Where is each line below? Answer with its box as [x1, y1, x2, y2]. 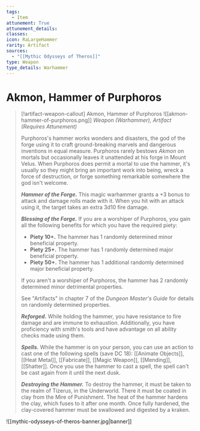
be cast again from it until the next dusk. [20, 369, 121, 376]
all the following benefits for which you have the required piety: [20, 222, 178, 229]
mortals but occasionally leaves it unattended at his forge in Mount [20, 154, 186, 161]
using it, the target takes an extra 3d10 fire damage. [20, 203, 149, 211]
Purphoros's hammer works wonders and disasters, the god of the [20, 134, 186, 142]
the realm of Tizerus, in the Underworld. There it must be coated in [20, 387, 187, 394]
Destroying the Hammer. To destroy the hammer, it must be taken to [20, 381, 192, 388]
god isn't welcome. [20, 179, 68, 187]
